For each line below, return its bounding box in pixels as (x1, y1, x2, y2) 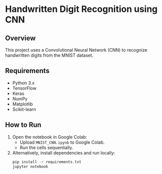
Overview (5, 34, 36, 42)
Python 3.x (12, 80, 35, 86)
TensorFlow (12, 85, 37, 91)
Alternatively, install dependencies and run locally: (12, 150, 115, 156)
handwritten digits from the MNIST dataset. (5, 52, 94, 58)
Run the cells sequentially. (19, 144, 73, 150)
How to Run (5, 121, 42, 129)
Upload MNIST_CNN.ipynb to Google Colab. (19, 139, 105, 145)
